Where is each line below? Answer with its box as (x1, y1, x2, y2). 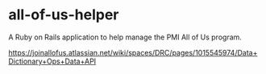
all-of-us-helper (8, 6, 119, 24)
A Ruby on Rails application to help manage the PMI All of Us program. (8, 32, 242, 42)
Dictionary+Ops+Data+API (8, 56, 97, 66)
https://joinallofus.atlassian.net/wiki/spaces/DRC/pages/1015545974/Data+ (8, 47, 258, 57)
